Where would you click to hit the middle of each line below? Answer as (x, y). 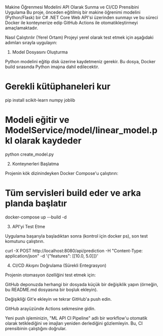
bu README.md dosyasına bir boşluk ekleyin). (51, 289)
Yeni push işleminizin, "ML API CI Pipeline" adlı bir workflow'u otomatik (76, 318)
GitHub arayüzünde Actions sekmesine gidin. (51, 309)
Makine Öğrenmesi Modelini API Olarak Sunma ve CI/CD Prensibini (72, 7)
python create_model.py (30, 154)
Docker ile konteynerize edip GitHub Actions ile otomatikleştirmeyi (71, 23)
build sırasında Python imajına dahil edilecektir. (52, 67)
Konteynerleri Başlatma (36, 164)
